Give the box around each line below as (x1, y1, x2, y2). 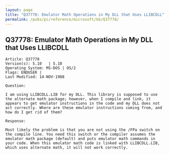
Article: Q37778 (5, 57, 40, 62)
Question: (5, 83, 26, 88)
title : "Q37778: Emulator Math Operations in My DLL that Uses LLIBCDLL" (5, 12, 165, 17)
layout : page (5, 7, 33, 13)
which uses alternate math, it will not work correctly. (5, 145, 128, 150)
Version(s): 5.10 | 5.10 (5, 61, 62, 66)
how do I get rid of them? (5, 110, 62, 115)
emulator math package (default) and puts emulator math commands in (5, 136, 156, 141)
